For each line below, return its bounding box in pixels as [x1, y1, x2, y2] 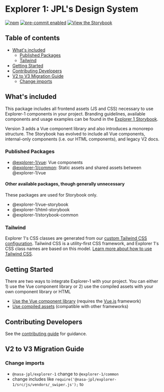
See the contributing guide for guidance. [5, 331, 87, 336]
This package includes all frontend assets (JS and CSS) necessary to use [5, 106, 154, 112]
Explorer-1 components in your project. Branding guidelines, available [5, 111, 146, 116]
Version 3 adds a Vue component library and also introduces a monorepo [5, 125, 154, 131]
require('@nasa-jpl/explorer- [55, 377, 117, 382]
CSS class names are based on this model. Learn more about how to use [5, 246, 152, 252]
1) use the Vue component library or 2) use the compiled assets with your [5, 283, 154, 289]
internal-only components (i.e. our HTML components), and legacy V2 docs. [5, 136, 160, 142]
